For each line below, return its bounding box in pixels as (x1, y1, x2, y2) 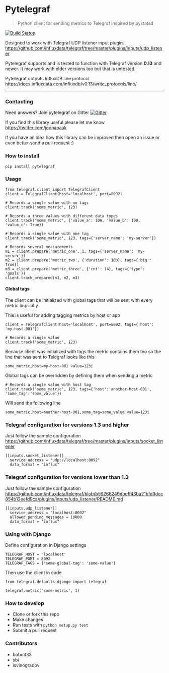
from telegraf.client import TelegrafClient (5, 187, 100, 192)
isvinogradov (12, 662, 40, 668)
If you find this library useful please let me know (5, 120, 105, 126)
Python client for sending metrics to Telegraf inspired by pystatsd (17, 20, 153, 26)
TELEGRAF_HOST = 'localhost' (5, 551, 66, 557)
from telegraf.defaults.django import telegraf (5, 579, 107, 584)
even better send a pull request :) (5, 140, 74, 146)
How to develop (5, 599, 44, 606)
